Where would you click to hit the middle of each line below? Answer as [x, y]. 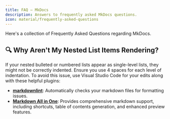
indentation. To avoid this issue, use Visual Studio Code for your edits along [84, 76]
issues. [20, 96]
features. [22, 112]
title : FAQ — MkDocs [27, 10]
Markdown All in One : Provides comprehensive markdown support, [83, 101]
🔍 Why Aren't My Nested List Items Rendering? [82, 50]
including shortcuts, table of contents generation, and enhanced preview [89, 107]
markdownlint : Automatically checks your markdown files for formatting [88, 91]
